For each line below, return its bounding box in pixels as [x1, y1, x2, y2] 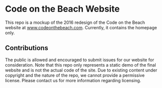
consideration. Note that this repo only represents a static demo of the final [5, 62, 156, 68]
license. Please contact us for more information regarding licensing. [5, 77, 142, 83]
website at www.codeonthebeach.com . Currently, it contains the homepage [5, 24, 157, 30]
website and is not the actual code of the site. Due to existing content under [5, 67, 158, 73]
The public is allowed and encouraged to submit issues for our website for [5, 57, 155, 63]
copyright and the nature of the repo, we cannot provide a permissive [5, 72, 145, 78]
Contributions [5, 44, 48, 52]
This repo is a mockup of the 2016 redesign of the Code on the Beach [5, 19, 145, 25]
